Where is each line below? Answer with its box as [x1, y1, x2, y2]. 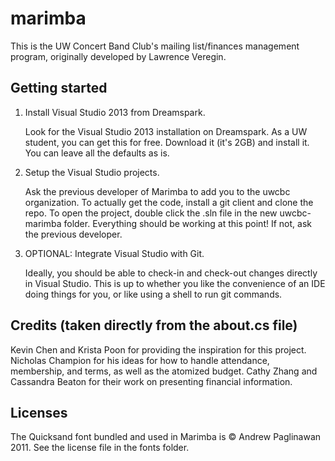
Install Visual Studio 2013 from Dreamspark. [24, 106, 206, 118]
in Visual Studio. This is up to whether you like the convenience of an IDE [24, 277, 326, 289]
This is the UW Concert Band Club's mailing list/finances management [10, 40, 300, 52]
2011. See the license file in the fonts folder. [10, 442, 190, 454]
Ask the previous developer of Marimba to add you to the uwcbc [24, 185, 291, 197]
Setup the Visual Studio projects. [24, 166, 160, 178]
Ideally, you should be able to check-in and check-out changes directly [24, 267, 318, 279]
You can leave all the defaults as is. [24, 147, 170, 159]
